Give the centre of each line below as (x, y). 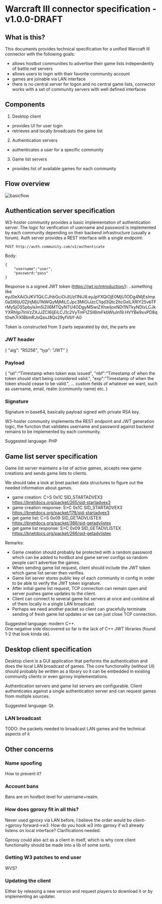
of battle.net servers (32, 69)
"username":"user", (33, 269)
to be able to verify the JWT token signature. (57, 583)
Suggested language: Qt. (30, 705)
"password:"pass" (31, 273)
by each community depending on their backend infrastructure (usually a (78, 233)
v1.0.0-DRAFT (34, 19)
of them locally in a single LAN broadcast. (54, 604)
